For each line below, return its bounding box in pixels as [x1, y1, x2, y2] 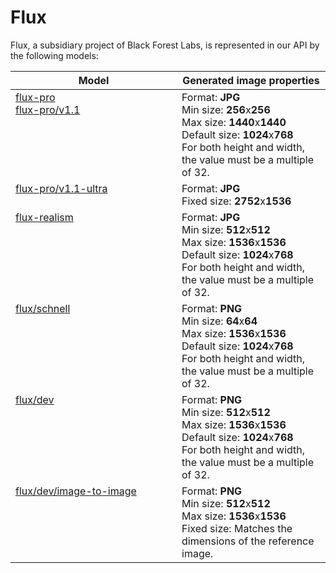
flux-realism [15, 210, 74, 224]
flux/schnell [15, 301, 71, 315]
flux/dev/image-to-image [15, 484, 137, 498]
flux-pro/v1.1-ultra [15, 181, 108, 195]
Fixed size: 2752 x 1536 [181, 194, 292, 208]
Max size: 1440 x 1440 [181, 115, 287, 129]
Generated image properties [182, 73, 320, 87]
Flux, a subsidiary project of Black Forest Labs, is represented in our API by [10, 39, 320, 51]
